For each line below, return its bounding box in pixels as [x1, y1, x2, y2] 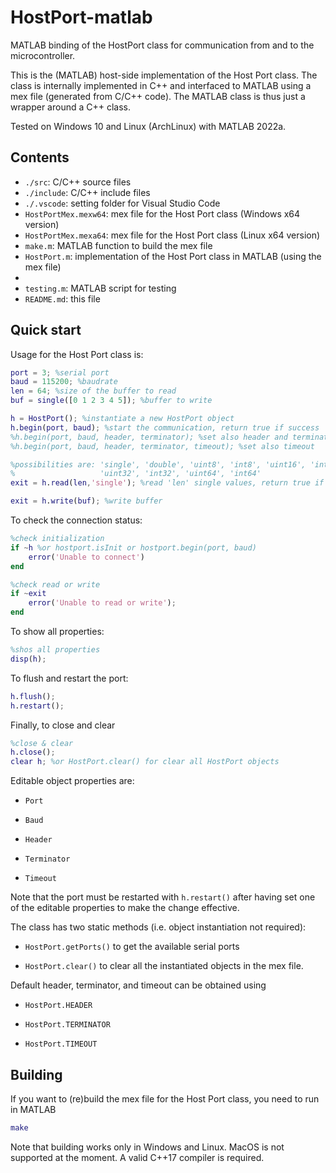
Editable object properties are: [10, 775, 135, 787]
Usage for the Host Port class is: [10, 348, 144, 360]
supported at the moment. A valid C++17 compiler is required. [10, 1151, 265, 1163]
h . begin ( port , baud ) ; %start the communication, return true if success [10, 422, 320, 433]
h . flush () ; [10, 691, 56, 701]
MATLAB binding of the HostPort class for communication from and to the [10, 39, 315, 51]
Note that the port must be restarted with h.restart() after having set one [10, 891, 316, 903]
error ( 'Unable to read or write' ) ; [28, 598, 177, 608]
